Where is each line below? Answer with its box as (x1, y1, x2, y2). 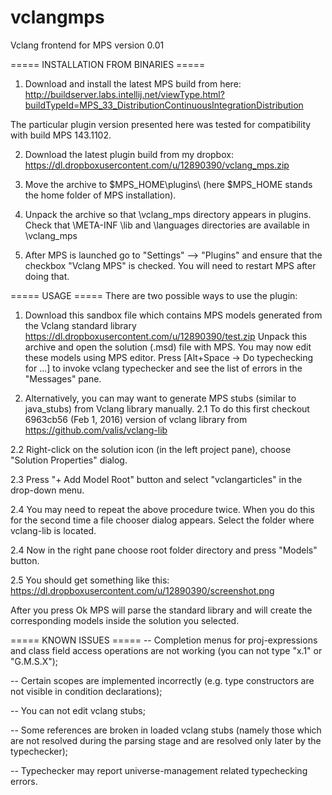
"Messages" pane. (24, 372, 102, 385)
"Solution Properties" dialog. (10, 454, 128, 466)
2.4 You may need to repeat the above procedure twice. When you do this (10, 503, 315, 515)
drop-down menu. (10, 484, 85, 496)
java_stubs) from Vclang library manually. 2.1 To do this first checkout (24, 402, 310, 415)
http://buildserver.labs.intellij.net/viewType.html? (24, 88, 225, 100)
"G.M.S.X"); (10, 655, 59, 667)
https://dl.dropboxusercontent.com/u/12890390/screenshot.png (10, 584, 275, 596)
